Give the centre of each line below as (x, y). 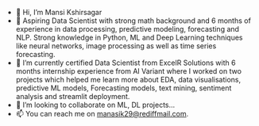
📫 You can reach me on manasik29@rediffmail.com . (102, 114)
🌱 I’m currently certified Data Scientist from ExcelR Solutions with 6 (126, 63)
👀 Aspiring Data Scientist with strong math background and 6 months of (133, 21)
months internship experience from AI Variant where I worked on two (129, 71)
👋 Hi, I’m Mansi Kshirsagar (59, 12)
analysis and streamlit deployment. (73, 96)
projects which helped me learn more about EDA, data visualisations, (128, 80)
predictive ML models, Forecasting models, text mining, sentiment (124, 88)
